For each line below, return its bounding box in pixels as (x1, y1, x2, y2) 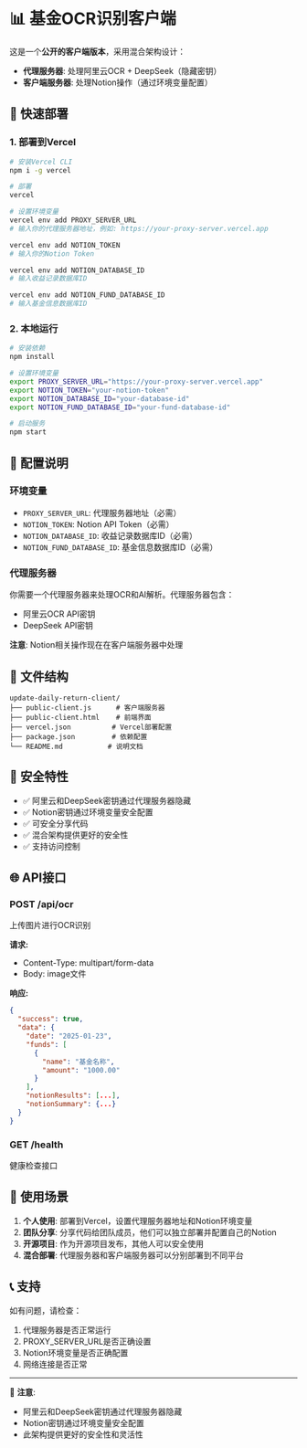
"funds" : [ (26, 1040, 68, 1049)
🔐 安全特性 (9, 769, 69, 785)
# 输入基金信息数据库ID (9, 299, 88, 309)
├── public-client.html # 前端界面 (9, 713, 153, 722)
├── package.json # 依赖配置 (9, 732, 148, 741)
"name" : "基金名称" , (42, 1057, 115, 1066)
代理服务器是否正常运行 (22, 1324, 111, 1335)
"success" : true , (17, 1015, 84, 1024)
